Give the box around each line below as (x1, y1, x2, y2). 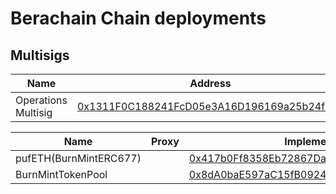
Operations (15, 93, 68, 107)
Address (189, 77, 232, 90)
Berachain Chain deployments (10, 7, 267, 30)
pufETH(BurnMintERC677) (15, 152, 142, 165)
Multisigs (10, 47, 70, 64)
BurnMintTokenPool (15, 168, 108, 181)
